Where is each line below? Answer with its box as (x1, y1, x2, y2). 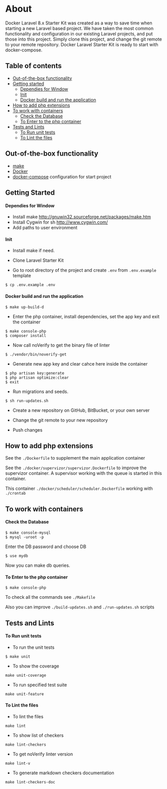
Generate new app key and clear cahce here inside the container (12, 360, 148, 367)
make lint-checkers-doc (5, 779, 56, 784)
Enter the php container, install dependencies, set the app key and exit (12, 313, 160, 319)
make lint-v (5, 761, 30, 766)
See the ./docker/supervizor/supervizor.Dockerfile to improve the (5, 465, 147, 471)
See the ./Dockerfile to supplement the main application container (5, 455, 145, 461)
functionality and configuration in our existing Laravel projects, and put (5, 31, 153, 37)
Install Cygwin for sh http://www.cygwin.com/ (12, 219, 108, 225)
